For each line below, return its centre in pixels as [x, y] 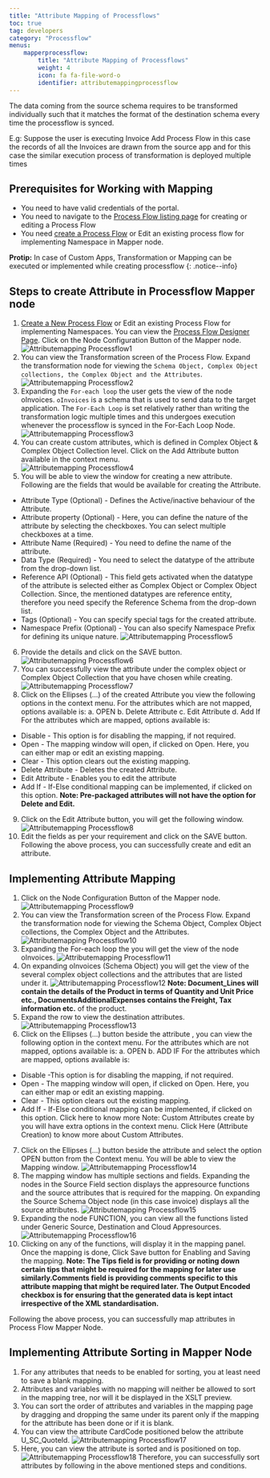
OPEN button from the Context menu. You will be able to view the [128, 1158]
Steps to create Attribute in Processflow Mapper [132, 291]
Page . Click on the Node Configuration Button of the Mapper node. [131, 340]
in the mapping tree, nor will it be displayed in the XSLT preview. [126, 1397]
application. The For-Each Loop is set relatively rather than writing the [135, 409]
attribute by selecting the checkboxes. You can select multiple [123, 526]
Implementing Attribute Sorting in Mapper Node [131, 1353]
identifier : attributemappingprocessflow [108, 83]
